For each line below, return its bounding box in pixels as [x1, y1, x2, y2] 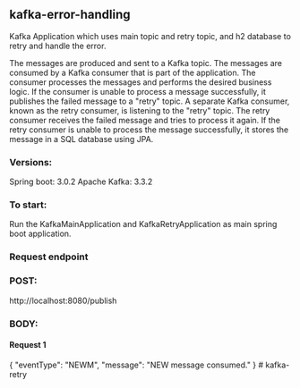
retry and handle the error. [9, 40, 107, 51]
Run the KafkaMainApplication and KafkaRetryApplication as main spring [9, 219, 278, 230]
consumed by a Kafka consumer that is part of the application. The [9, 67, 256, 78]
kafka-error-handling [9, 7, 131, 22]
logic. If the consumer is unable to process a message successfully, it [9, 86, 267, 97]
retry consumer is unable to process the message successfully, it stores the [9, 124, 289, 135]
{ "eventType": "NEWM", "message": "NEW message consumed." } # [9, 359, 264, 370]
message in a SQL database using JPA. [9, 133, 154, 144]
